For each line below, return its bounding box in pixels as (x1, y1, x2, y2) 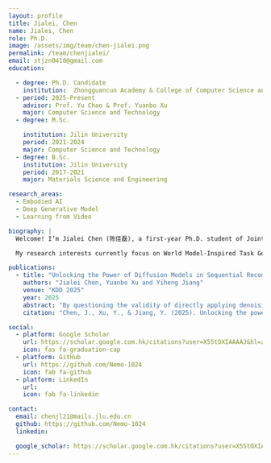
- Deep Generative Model (15, 205, 99, 213)
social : (8, 323, 35, 331)
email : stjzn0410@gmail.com (8, 57, 103, 65)
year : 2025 (23, 293, 60, 302)
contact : (8, 405, 38, 413)
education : (8, 64, 45, 72)
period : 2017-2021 (23, 168, 85, 176)
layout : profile (8, 11, 63, 20)
